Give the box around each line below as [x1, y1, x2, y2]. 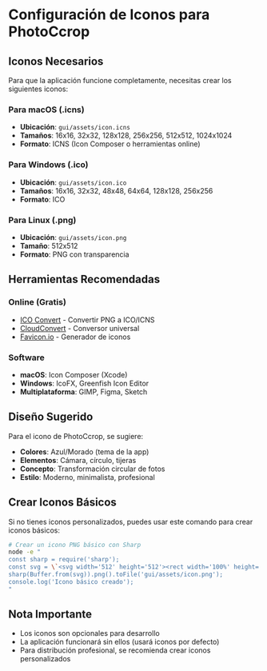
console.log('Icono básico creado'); [8, 577, 134, 585]
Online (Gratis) [8, 297, 66, 308]
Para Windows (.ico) [8, 159, 90, 170]
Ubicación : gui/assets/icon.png [19, 232, 127, 242]
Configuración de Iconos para [8, 6, 210, 24]
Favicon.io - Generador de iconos [19, 332, 131, 341]
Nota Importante [8, 608, 93, 621]
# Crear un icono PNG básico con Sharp [8, 541, 141, 549]
